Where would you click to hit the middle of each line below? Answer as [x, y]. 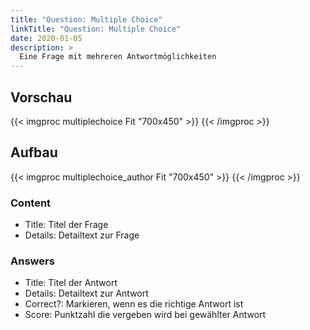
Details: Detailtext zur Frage [82, 235]
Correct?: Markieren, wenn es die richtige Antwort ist [134, 304]
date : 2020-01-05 [46, 38]
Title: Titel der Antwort [71, 283]
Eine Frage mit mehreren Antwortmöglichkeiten [118, 57]
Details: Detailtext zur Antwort [86, 293]
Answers [32, 261]
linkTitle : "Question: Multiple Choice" [96, 29]
